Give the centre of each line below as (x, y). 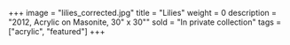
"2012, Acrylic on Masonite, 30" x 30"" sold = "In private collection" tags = (145, 22)
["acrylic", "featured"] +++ (57, 31)
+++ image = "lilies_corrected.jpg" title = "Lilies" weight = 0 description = (142, 13)
